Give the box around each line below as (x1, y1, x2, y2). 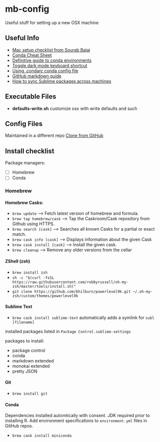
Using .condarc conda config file (12, 68, 78, 74)
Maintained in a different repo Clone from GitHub (5, 132, 104, 138)
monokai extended (12, 363, 50, 369)
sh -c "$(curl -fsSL (12, 275, 54, 280)
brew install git (12, 391, 48, 396)
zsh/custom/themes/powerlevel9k (12, 293, 78, 298)
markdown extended (12, 358, 54, 364)
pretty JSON (12, 368, 38, 374)
